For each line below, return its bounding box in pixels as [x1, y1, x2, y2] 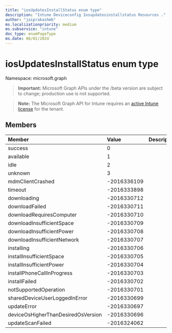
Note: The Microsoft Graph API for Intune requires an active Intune [17, 100, 159, 107]
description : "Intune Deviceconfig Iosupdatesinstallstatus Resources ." [5, 12, 166, 17]
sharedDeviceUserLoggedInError [8, 294, 88, 301]
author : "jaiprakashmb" [5, 17, 56, 22]
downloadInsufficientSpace [8, 219, 74, 226]
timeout [8, 186, 27, 193]
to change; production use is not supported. [17, 90, 111, 96]
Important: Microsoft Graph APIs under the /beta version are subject [17, 85, 163, 91]
